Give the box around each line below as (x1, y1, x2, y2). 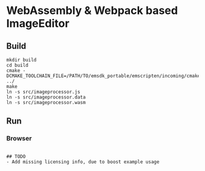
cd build (6, 62, 29, 68)
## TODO (6, 153, 26, 159)
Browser (6, 134, 32, 143)
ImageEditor (6, 16, 70, 30)
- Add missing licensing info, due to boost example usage (6, 159, 160, 165)
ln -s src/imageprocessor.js (6, 89, 81, 95)
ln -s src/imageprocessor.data (6, 94, 86, 100)
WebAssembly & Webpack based (6, 4, 178, 18)
